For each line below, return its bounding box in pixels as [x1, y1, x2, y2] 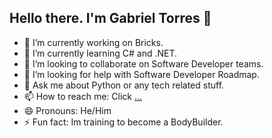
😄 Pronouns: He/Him [23, 104, 112, 116]
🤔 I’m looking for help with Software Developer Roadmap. [23, 68, 260, 80]
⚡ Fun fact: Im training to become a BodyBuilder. [23, 116, 224, 128]
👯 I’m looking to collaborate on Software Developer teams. [23, 57, 264, 70]
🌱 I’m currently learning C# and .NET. [23, 47, 178, 59]
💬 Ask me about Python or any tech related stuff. [23, 79, 225, 91]
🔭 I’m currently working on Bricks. [23, 36, 164, 48]
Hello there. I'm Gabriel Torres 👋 [9, 10, 212, 27]
